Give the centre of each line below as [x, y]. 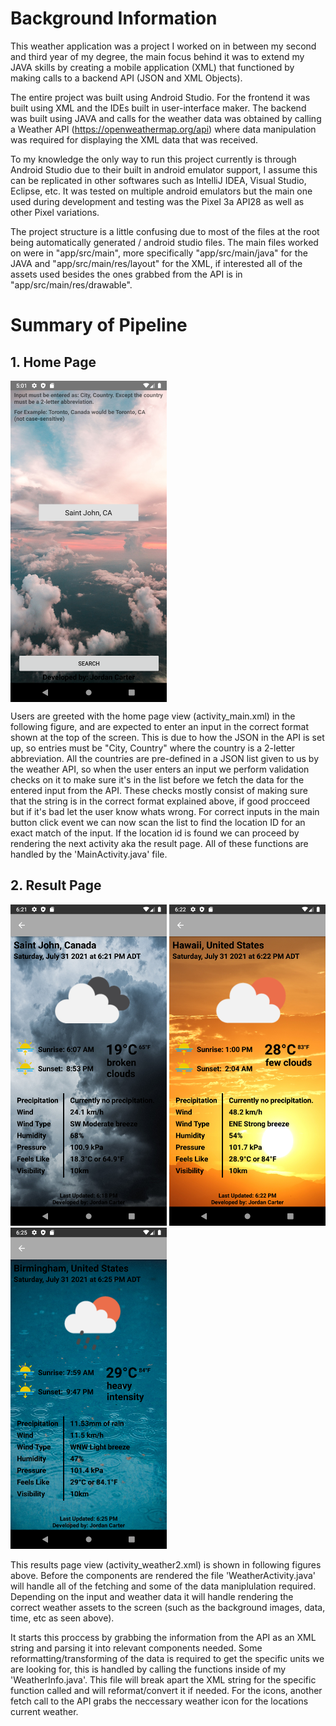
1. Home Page [53, 362]
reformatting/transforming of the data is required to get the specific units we [167, 1658]
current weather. [44, 1711]
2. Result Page [56, 885]
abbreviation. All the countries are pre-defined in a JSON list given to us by [165, 758]
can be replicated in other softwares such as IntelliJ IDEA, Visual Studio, [158, 180]
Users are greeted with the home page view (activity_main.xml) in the [153, 716]
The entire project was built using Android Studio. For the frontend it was [160, 97]
